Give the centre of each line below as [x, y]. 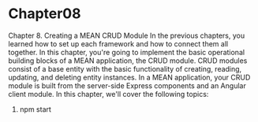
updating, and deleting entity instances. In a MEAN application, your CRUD [129, 77]
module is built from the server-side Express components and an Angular [127, 85]
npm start [35, 109]
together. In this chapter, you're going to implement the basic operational [127, 52]
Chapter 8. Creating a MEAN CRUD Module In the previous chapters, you [127, 35]
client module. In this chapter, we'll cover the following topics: [108, 94]
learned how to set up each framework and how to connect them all [118, 43]
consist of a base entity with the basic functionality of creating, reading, [125, 68]
